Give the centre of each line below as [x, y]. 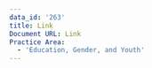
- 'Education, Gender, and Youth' [81, 50]
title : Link [31, 26]
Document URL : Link [45, 34]
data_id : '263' [37, 17]
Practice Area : [37, 42]
